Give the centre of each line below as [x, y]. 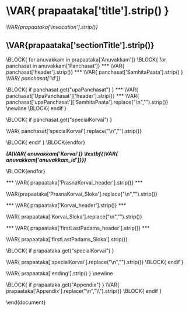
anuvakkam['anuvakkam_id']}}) [46, 160]
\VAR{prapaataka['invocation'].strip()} [52, 27]
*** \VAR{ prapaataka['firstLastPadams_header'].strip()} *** [78, 228]
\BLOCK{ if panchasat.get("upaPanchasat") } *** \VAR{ [72, 90]
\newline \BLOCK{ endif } [36, 108]
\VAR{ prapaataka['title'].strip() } [87, 11]
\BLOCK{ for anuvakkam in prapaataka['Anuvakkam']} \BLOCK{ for [86, 59]
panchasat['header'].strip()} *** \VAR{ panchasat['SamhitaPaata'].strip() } [95, 72]
